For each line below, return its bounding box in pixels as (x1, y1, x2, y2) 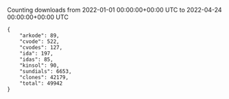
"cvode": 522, (19, 38, 60, 45)
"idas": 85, (19, 56, 53, 63)
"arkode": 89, (19, 32, 60, 39)
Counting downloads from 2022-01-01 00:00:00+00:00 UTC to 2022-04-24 (7, 6, 222, 14)
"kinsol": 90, (19, 62, 60, 69)
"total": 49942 (19, 80, 63, 87)
